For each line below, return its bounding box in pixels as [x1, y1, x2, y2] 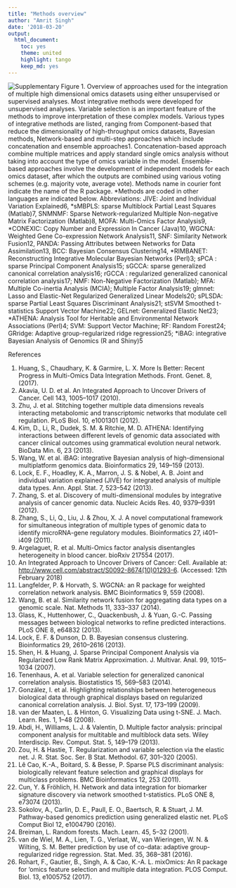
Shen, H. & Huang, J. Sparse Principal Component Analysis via [18, 648, 199, 656]
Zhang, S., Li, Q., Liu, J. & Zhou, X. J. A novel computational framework [18, 513, 223, 522]
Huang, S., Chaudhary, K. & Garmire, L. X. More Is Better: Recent [18, 363, 205, 372]
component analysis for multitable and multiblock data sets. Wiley [18, 730, 209, 739]
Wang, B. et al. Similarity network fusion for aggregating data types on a [18, 596, 228, 604]
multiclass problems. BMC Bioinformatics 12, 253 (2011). [18, 775, 181, 784]
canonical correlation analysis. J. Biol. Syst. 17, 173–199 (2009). [18, 700, 201, 708]
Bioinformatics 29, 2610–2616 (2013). [18, 640, 126, 649]
